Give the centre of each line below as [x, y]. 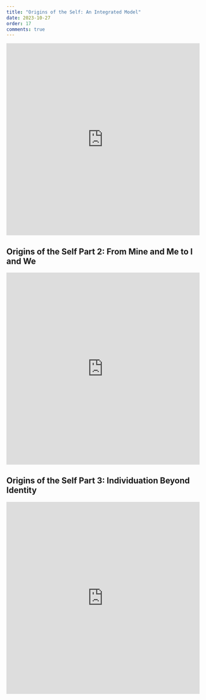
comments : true [26, 29]
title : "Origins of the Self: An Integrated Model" [74, 12]
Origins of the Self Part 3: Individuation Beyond [98, 481]
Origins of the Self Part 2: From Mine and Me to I [100, 252]
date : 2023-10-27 [29, 18]
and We [21, 261]
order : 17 [19, 23]
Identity [21, 490]
